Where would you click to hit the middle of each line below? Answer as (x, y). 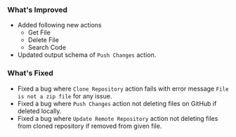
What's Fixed (31, 73)
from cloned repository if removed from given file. (90, 126)
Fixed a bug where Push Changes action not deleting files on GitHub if (117, 103)
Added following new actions (59, 25)
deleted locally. (39, 111)
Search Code (47, 48)
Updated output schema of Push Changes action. (87, 55)
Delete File (44, 40)
